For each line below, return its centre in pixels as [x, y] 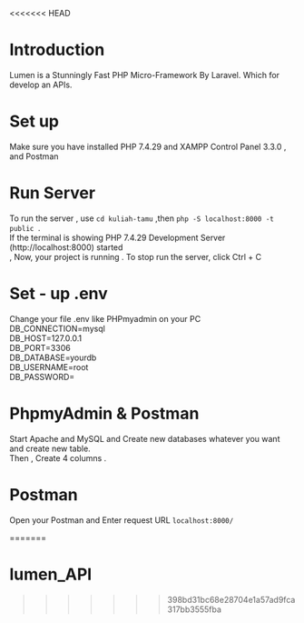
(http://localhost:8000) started [66, 247]
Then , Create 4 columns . [58, 457]
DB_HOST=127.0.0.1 [46, 338]
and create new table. [50, 448]
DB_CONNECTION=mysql [58, 328]
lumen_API [51, 574]
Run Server [53, 193]
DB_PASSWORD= [42, 377]
